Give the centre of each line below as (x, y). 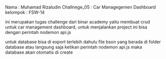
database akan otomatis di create (39, 52)
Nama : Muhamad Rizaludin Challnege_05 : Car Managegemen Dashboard (81, 7)
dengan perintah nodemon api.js (38, 32)
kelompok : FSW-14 (25, 12)
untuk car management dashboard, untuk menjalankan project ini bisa (76, 27)
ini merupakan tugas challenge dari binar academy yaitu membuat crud (78, 22)
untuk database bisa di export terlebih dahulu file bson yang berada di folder (83, 42)
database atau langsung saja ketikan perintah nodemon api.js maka (74, 47)
